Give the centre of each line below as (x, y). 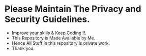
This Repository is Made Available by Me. (53, 38)
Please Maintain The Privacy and (73, 9)
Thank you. (23, 48)
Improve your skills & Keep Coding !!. (49, 33)
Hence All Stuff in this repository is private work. (61, 43)
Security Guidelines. (47, 19)
